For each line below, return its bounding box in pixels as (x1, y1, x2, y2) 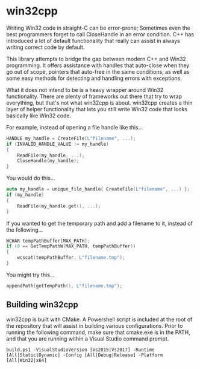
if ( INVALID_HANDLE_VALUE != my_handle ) (6, 141, 110, 147)
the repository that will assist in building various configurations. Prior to (6, 322, 183, 329)
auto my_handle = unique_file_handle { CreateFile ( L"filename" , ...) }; (6, 186, 190, 192)
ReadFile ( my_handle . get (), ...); (17, 203, 101, 209)
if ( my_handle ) (6, 192, 45, 198)
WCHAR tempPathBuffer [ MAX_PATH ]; (6, 238, 90, 244)
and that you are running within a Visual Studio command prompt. (6, 335, 169, 342)
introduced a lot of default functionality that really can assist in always (6, 37, 180, 44)
